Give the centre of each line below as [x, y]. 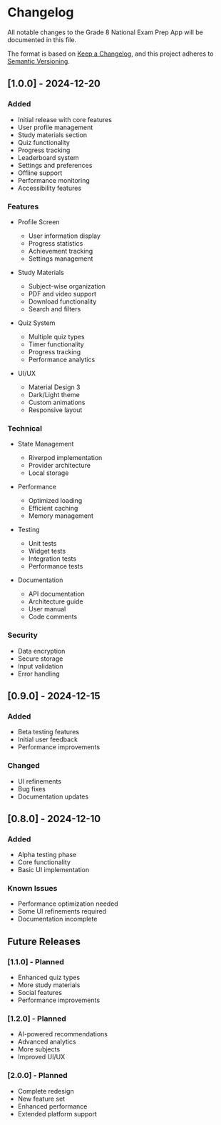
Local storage [48, 473]
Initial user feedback [48, 739]
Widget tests [47, 551]
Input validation [40, 666]
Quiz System [36, 323]
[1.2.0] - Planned [37, 1019]
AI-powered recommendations [63, 1034]
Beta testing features [48, 732]
